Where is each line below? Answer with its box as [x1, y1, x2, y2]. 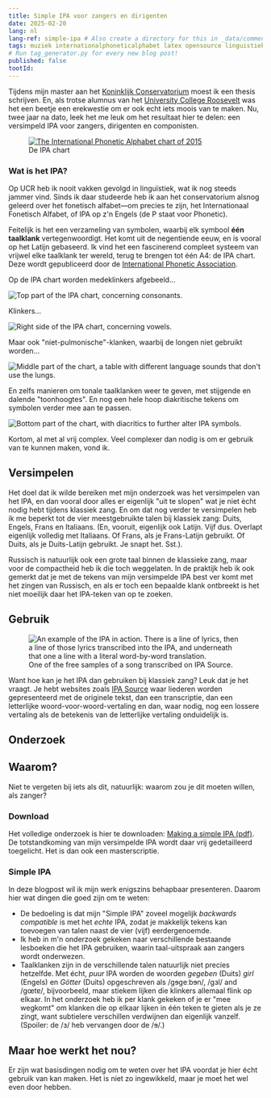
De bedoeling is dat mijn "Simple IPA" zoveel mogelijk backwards [19, 909, 237, 919]
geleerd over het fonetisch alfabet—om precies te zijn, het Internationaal [8, 201, 249, 211]
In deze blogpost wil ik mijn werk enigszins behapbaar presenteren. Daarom [8, 885, 261, 895]
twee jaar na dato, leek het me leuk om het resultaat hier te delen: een [8, 112, 240, 122]
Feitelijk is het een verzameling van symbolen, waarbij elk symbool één [8, 225, 244, 235]
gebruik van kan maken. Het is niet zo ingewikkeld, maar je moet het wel [8, 1074, 248, 1083]
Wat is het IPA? [8, 165, 68, 176]
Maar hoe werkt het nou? [8, 1043, 137, 1058]
